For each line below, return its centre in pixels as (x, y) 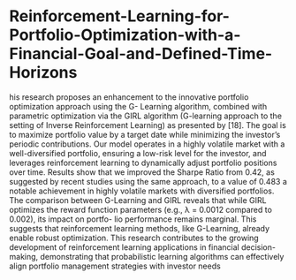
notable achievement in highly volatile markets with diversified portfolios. (142, 191)
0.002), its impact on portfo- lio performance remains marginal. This (133, 219)
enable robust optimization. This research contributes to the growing (134, 238)
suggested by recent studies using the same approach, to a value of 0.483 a (148, 181)
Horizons (43, 73)
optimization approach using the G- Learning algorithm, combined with (138, 106)
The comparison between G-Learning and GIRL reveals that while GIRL (138, 200)
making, (24, 256)
